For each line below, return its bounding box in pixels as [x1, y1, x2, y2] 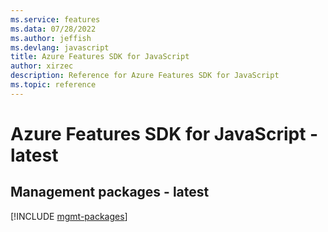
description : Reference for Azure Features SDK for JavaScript [10, 71, 280, 81]
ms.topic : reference [10, 80, 97, 90]
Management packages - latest [10, 184, 210, 201]
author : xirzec [10, 61, 74, 71]
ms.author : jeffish [10, 33, 92, 43]
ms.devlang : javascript [10, 42, 110, 53]
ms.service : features [10, 14, 101, 25]
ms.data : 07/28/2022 [10, 24, 97, 34]
